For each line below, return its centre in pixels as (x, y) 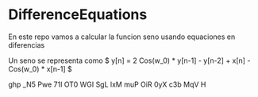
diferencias (27, 45)
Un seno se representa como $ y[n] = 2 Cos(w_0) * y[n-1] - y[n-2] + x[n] (127, 60)
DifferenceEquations (78, 15)
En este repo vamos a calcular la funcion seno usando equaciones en (122, 37)
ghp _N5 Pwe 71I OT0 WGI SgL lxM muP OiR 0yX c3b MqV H (107, 84)
